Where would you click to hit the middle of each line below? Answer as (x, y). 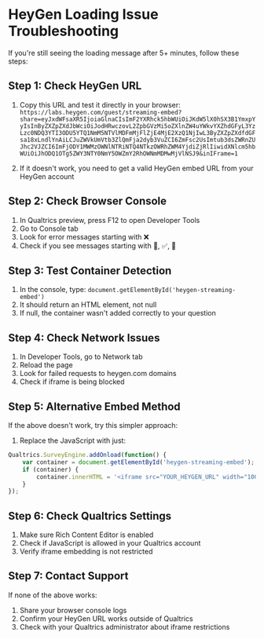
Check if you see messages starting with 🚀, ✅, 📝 (98, 246)
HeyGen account (47, 176)
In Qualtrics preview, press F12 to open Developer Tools (110, 220)
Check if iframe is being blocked (72, 382)
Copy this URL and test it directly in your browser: (100, 104)
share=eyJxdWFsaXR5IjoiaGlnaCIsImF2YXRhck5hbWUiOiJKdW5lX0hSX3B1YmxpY (137, 119)
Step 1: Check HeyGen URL (75, 86)
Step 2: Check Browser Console (88, 201)
